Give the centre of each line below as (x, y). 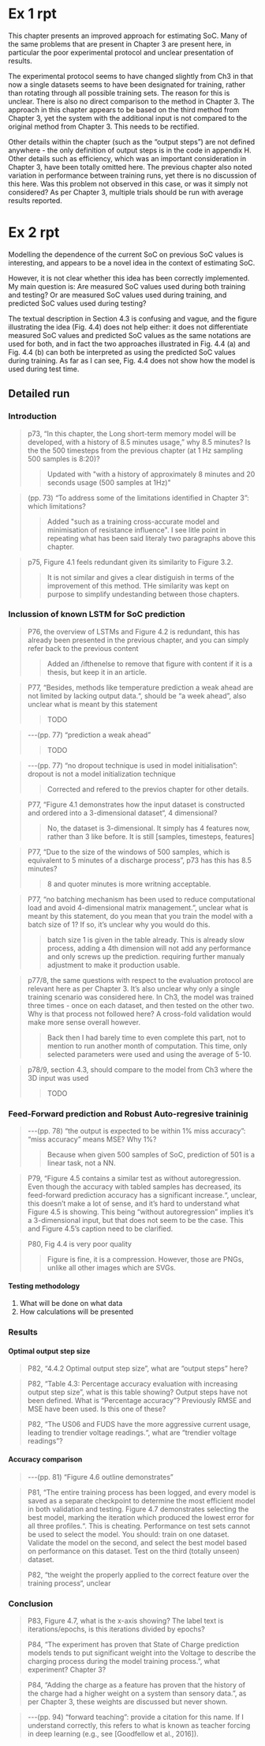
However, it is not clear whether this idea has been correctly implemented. (129, 278)
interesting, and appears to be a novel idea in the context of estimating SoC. (132, 262)
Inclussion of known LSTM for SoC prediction (97, 615)
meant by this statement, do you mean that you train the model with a (140, 916)
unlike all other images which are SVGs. (111, 1268)
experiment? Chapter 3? (67, 1669)
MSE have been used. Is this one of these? (97, 1409)
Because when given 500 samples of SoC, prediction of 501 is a (151, 1155)
